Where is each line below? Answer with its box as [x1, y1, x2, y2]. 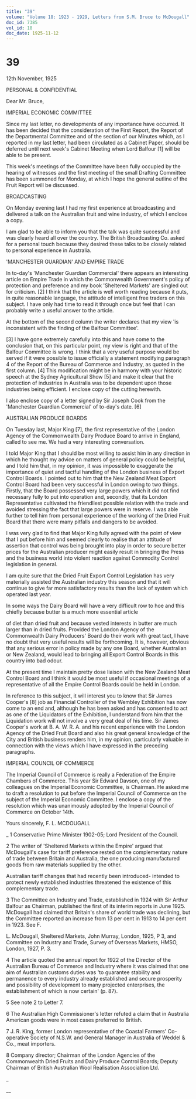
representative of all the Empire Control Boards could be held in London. [6, 681, 180, 688]
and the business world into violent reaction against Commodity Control [6, 554, 179, 562]
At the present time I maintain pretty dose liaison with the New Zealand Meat [6, 669, 191, 676]
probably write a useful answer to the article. [6, 307, 114, 314]
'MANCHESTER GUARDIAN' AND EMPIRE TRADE [6, 258, 125, 266]
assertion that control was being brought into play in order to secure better [6, 542, 186, 549]
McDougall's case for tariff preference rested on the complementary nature [6, 849, 188, 856]
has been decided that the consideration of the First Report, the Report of [6, 127, 183, 134]
